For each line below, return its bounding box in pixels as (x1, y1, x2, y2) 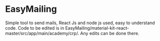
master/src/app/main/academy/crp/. (5, 30, 80, 36)
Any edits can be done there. (80, 30, 140, 36)
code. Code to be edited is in (5, 25, 65, 31)
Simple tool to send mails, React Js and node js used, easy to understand (5, 20, 155, 26)
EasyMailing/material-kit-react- (65, 25, 129, 31)
